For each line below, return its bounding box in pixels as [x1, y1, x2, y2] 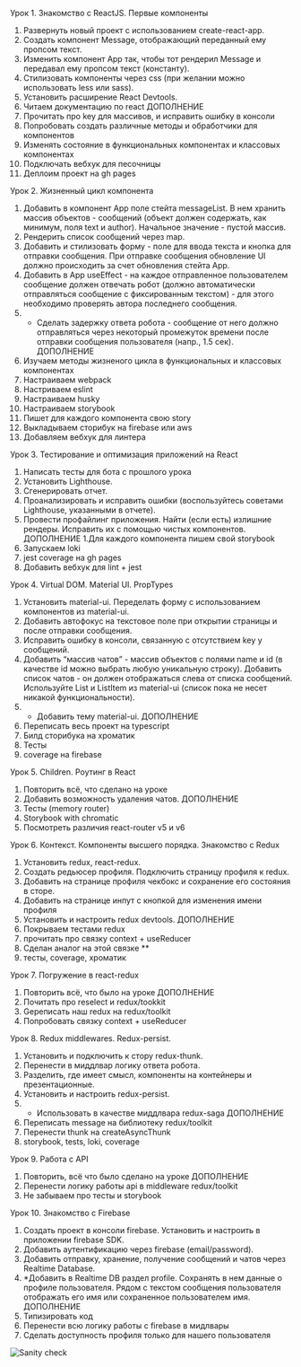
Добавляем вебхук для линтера [22, 432, 146, 443]
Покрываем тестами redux [22, 924, 126, 934]
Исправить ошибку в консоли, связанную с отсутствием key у [22, 635, 262, 645]
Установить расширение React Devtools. [22, 92, 178, 102]
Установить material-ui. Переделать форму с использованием [22, 597, 261, 607]
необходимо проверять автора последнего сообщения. [22, 298, 237, 309]
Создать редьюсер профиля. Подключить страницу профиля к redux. [22, 866, 290, 877]
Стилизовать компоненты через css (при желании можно [22, 73, 245, 83]
